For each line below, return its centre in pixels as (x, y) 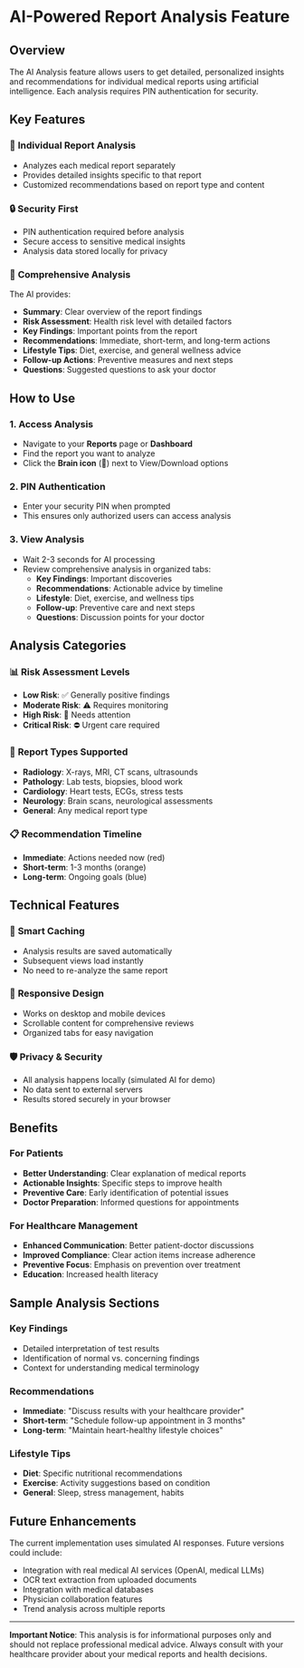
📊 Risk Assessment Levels (70, 671)
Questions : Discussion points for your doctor (120, 617)
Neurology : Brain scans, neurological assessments (118, 801)
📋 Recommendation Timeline (76, 834)
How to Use (43, 398)
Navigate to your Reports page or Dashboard (107, 444)
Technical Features (65, 906)
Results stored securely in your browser (97, 1099)
